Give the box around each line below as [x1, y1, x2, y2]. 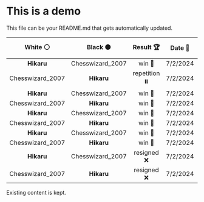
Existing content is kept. [6, 189, 67, 196]
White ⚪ [24, 42, 50, 51]
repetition [132, 69, 160, 77]
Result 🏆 [132, 42, 160, 51]
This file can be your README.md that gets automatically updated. [6, 24, 173, 32]
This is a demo [6, 4, 81, 18]
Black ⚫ [87, 42, 111, 51]
